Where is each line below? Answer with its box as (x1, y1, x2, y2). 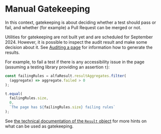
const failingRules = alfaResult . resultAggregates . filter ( (5, 73, 127, 78)
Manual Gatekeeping (5, 3, 90, 15)
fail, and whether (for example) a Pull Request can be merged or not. (5, 24, 142, 30)
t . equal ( (5, 91, 23, 96)
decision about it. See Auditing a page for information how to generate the (5, 44, 153, 50)
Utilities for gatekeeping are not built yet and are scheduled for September (5, 34, 153, 40)
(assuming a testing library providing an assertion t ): (5, 64, 110, 70)
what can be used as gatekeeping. (5, 123, 74, 129)
